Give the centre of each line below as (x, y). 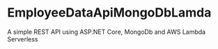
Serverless (23, 39)
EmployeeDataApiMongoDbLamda (109, 13)
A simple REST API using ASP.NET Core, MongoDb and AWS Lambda (107, 32)
